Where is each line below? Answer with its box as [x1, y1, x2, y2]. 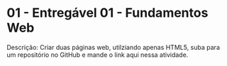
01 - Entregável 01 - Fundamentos [6, 5, 209, 21]
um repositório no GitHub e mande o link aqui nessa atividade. [6, 51, 189, 59]
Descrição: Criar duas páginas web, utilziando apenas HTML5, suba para [6, 43, 221, 51]
